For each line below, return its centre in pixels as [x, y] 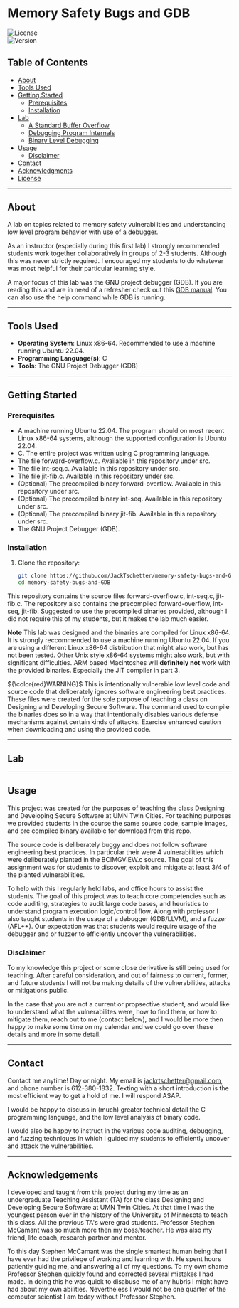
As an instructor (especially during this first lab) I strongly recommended [113, 245]
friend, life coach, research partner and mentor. [77, 1237]
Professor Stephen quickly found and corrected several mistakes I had [111, 1274]
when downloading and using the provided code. [79, 730]
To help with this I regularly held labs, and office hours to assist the [106, 888]
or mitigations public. [38, 991]
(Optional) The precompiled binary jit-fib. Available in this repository [117, 514]
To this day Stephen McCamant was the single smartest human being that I [117, 1251]
